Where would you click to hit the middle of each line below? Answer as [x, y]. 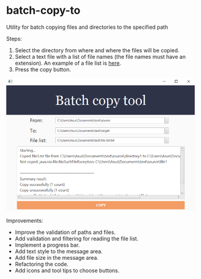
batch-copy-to [43, 10]
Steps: [14, 38]
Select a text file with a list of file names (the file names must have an [100, 56]
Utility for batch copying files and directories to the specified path [87, 27]
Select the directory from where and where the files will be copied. [97, 50]
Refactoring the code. [42, 264]
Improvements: [25, 221]
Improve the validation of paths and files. [65, 232]
